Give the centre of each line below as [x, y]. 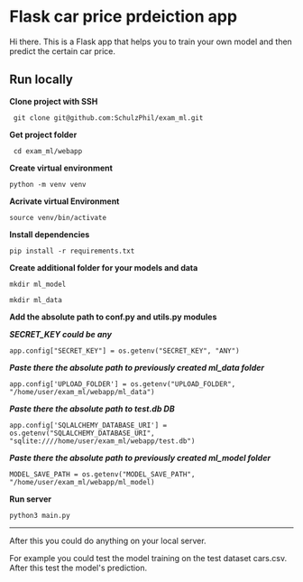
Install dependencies [50, 234]
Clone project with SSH [54, 101]
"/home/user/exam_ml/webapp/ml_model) [82, 482]
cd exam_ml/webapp [48, 151]
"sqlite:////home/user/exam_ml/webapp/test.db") [102, 441]
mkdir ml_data [36, 300]
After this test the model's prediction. [78, 568]
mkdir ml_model [38, 284]
